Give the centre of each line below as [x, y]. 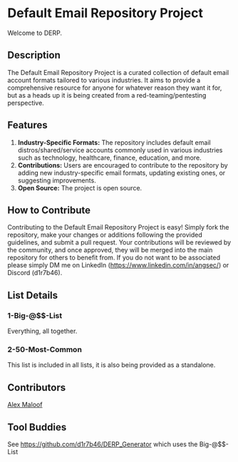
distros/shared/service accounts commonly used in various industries [120, 150]
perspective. [26, 103]
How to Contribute [49, 210]
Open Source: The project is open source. [80, 188]
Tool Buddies [37, 427]
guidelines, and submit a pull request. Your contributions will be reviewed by [119, 242]
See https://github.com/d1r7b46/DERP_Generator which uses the [103, 444]
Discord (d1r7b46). [35, 273]
